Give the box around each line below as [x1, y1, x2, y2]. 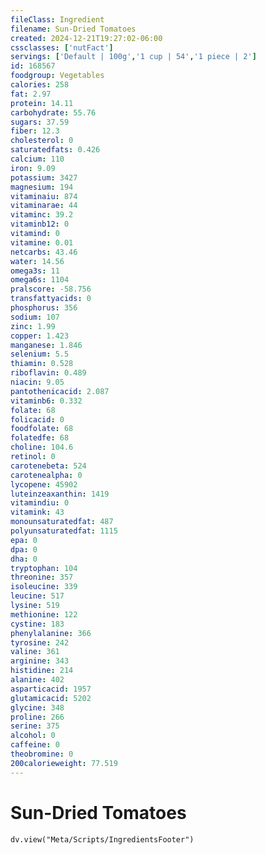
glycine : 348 [10, 702, 65, 713]
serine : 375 [10, 721, 60, 731]
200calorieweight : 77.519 [10, 758, 118, 768]
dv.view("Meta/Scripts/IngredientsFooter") [10, 834, 195, 845]
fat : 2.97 [10, 89, 52, 99]
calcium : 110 [10, 154, 65, 164]
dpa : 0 [10, 544, 38, 555]
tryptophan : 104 [10, 563, 78, 573]
